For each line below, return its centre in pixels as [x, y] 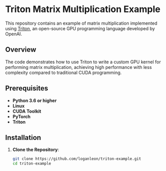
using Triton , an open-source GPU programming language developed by [80, 28]
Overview [21, 50]
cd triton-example [32, 164]
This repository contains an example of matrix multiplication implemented [81, 23]
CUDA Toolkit [27, 111]
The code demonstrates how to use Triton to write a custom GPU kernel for [83, 62]
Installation [23, 138]
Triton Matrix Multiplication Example [83, 9]
